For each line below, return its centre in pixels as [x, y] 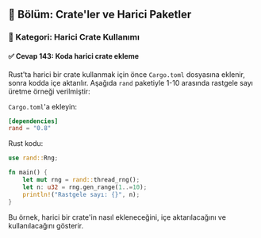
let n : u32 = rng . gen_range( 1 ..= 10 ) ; [85, 187]
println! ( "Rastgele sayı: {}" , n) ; [81, 194]
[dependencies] [33, 121]
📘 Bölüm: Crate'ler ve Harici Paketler [100, 15]
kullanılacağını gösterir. [46, 225]
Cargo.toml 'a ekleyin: [43, 106]
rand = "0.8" [30, 129]
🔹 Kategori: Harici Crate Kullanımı [74, 37]
